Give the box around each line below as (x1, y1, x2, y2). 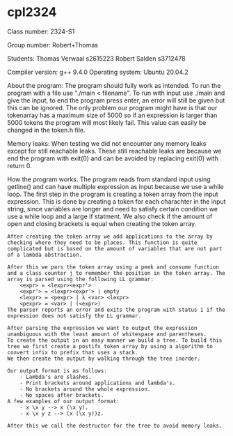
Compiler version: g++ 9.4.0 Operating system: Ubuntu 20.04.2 (7, 68, 189, 76)
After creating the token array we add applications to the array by (7, 233, 214, 240)
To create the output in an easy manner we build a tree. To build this (7, 336, 223, 344)
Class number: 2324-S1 (7, 27, 75, 36)
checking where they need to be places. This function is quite (7, 239, 198, 246)
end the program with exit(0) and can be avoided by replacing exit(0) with (7, 154, 219, 163)
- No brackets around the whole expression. (19, 385, 151, 393)
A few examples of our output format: (7, 398, 120, 405)
